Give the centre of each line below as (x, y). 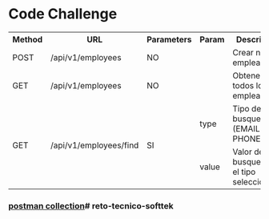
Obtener (248, 75)
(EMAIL (246, 128)
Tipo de (247, 108)
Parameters (169, 39)
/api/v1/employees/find (95, 145)
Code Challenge (63, 14)
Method (28, 39)
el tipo (244, 172)
